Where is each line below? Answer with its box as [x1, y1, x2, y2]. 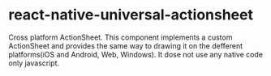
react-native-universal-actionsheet [8, 6, 254, 24]
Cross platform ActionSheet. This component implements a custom [8, 32, 233, 42]
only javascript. [8, 58, 60, 68]
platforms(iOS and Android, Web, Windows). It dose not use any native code [8, 49, 264, 59]
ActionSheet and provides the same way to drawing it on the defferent [8, 40, 243, 50]
